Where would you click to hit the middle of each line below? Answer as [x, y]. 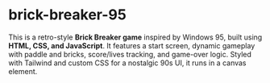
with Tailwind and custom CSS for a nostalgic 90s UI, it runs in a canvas [128, 63]
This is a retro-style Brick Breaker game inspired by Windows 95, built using [135, 37]
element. [23, 71]
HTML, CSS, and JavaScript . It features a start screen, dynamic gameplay [132, 45]
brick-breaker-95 [67, 15]
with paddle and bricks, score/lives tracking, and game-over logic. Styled [130, 54]
